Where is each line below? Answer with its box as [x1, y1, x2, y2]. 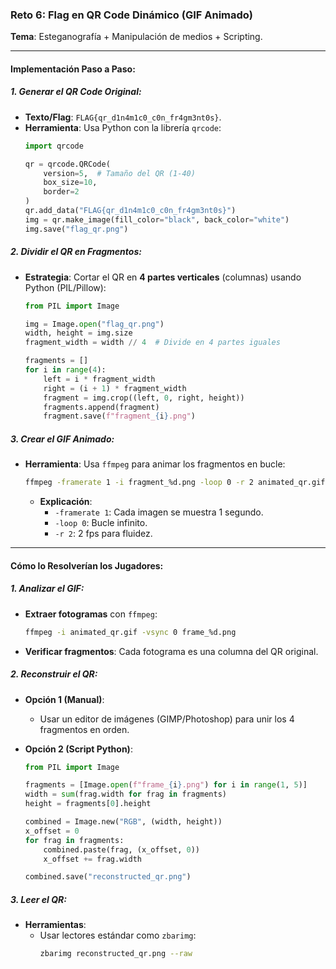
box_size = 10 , [43, 178, 98, 188]
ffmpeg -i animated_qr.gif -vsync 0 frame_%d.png [24, 627, 237, 637]
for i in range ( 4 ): [24, 365, 107, 375]
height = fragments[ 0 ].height [24, 799, 152, 809]
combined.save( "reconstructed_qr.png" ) [24, 872, 192, 882]
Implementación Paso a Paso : [10, 63, 136, 75]
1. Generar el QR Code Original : [10, 86, 142, 98]
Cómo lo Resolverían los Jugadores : [10, 559, 164, 572]
